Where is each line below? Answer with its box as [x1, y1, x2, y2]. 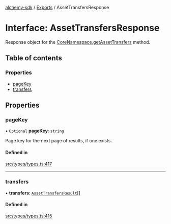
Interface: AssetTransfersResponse [5, 22, 160, 34]
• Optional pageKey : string [5, 128, 65, 134]
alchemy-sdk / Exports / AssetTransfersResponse [5, 5, 109, 10]
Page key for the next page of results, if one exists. [5, 138, 112, 144]
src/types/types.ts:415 [5, 213, 52, 219]
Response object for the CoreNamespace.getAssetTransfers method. [5, 39, 151, 45]
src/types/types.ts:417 [5, 161, 52, 167]
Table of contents [5, 54, 62, 63]
